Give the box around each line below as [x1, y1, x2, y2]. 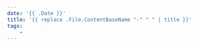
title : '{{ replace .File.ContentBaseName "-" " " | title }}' [7, 16, 192, 23]
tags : [7, 22, 23, 29]
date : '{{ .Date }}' [7, 9, 67, 17]
